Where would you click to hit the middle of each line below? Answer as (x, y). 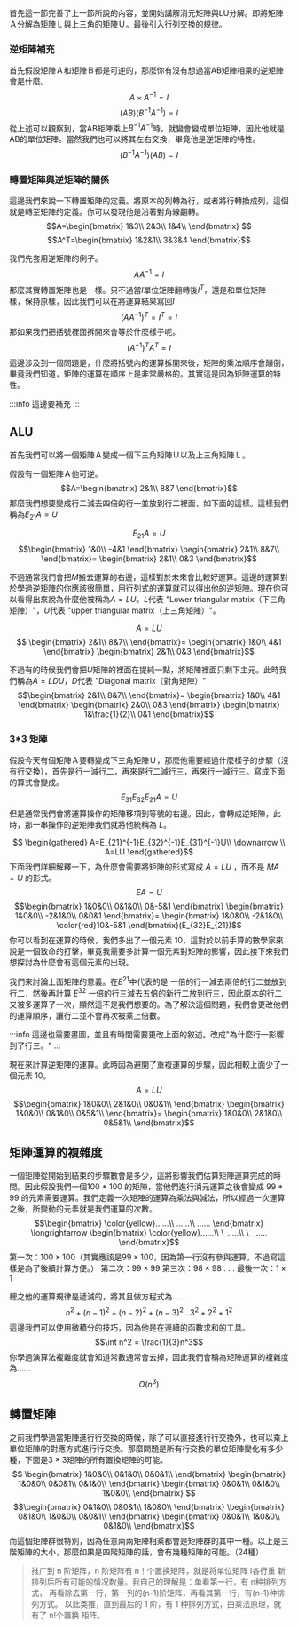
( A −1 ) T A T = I (149, 347)
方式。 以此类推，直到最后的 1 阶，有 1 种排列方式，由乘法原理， (156, 1604)
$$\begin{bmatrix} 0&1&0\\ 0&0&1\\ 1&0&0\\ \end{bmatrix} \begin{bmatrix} (149, 1506)
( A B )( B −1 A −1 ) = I (149, 112)
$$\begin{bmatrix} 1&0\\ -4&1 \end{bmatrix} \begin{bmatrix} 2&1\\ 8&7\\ (149, 550)
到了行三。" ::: (35, 1045)
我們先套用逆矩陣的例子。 (56, 258)
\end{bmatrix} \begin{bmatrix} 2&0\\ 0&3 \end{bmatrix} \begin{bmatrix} (149, 705)
